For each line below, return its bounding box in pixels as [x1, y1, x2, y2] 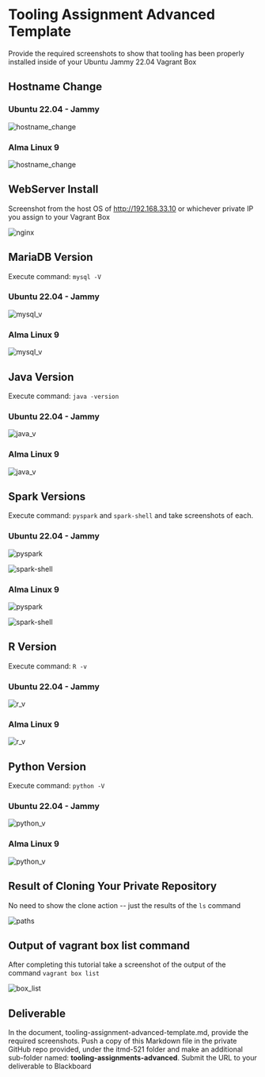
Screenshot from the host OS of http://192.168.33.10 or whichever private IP [8, 204, 254, 213]
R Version [8, 640, 57, 653]
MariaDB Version [8, 251, 93, 264]
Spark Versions [8, 489, 86, 503]
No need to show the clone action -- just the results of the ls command [8, 900, 241, 910]
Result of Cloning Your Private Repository [8, 880, 218, 893]
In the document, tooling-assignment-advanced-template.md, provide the [8, 1028, 249, 1037]
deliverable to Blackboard [8, 1061, 92, 1071]
